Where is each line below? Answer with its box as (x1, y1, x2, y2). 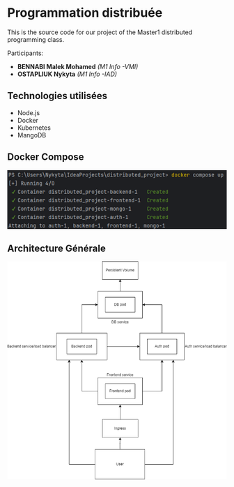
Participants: (7, 49, 44, 57)
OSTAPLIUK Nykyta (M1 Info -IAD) (17, 70, 117, 78)
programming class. (7, 35, 65, 43)
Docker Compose (7, 151, 85, 163)
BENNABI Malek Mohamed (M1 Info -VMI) (17, 62, 139, 70)
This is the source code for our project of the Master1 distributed (7, 28, 193, 36)
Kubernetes (17, 123, 51, 132)
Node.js (17, 108, 40, 117)
